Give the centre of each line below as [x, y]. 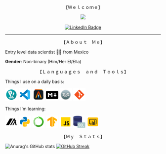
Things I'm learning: [25, 109]
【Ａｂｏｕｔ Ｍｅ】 [83, 42]
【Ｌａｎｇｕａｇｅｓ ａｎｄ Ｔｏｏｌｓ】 [83, 72]
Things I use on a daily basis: [35, 81]
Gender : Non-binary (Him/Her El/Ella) [43, 61]
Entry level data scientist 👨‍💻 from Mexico [47, 52]
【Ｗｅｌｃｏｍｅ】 [83, 7]
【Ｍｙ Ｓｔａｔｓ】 [83, 136]
